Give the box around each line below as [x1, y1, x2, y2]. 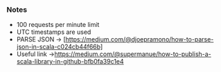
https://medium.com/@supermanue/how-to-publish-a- [54, 50, 212, 58]
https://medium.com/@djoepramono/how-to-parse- [65, 35, 214, 44]
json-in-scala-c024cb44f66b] [16, 43, 103, 51]
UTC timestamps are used [16, 28, 91, 36]
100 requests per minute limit [16, 21, 100, 29]
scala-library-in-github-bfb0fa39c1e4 [16, 57, 124, 66]
